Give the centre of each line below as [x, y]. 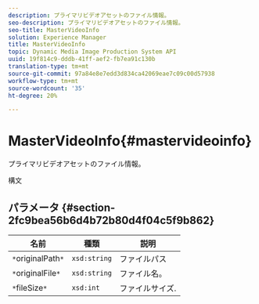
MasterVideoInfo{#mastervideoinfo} [130, 141]
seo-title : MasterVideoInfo [54, 30]
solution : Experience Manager [58, 37]
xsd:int [86, 288]
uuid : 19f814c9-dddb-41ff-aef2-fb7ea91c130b [82, 60]
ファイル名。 [143, 273]
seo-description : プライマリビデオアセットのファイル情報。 [96, 23]
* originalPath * [38, 258]
